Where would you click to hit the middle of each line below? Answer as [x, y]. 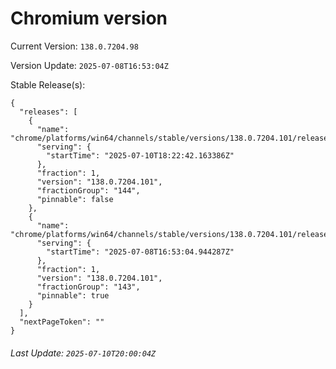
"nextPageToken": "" [62, 322]
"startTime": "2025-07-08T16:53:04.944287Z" [140, 252]
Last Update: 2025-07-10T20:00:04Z [83, 353]
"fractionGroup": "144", [88, 190]
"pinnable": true [73, 295]
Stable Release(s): [48, 84]
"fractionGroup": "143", [88, 287]
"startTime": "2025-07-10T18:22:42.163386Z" [140, 155]
